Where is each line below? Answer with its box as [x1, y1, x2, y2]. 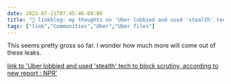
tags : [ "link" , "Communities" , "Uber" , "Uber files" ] [7, 23, 155, 29]
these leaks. [7, 48, 42, 57]
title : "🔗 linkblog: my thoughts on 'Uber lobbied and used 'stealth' [7, 16, 214, 23]
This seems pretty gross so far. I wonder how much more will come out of [7, 42, 216, 50]
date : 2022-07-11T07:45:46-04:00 [7, 10, 103, 17]
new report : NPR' [7, 69, 58, 77]
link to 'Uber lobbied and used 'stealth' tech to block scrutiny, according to [7, 62, 219, 70]
